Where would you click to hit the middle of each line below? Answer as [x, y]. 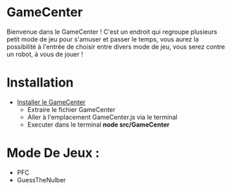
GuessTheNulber [41, 179]
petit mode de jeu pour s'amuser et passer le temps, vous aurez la [103, 39]
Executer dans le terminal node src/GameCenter [98, 125]
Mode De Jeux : [53, 153]
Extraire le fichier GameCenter [71, 109]
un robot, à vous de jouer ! [45, 54]
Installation [40, 83]
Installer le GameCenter [51, 102]
